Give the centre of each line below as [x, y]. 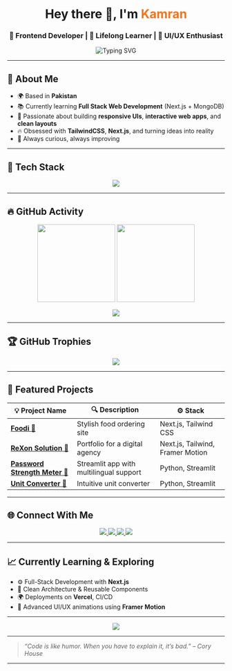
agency [89, 452]
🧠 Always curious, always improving [68, 139]
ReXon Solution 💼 [40, 448]
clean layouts [37, 124]
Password [27, 464]
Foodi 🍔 [23, 428]
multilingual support [109, 472]
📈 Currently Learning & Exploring [81, 561]
